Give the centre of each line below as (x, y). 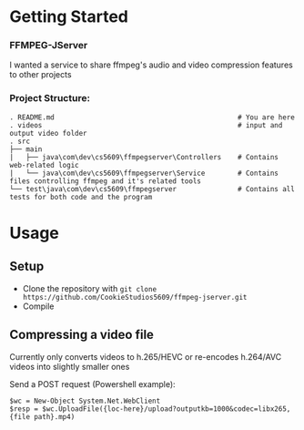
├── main (26, 149)
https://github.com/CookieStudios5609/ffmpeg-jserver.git (135, 297)
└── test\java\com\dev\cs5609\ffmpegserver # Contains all (152, 189)
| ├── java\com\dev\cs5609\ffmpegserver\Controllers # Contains (144, 157)
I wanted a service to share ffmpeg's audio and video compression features (151, 65)
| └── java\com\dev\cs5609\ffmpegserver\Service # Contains (144, 173)
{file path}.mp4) (42, 416)
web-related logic (44, 165)
